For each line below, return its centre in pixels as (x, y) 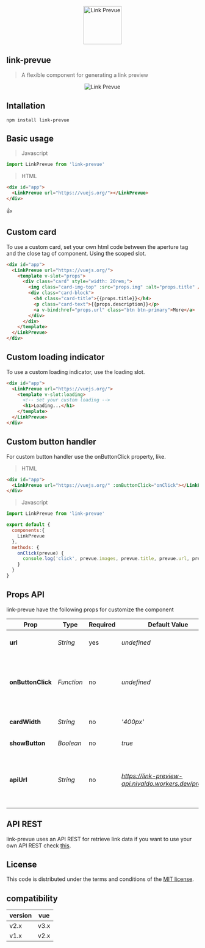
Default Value (168, 624)
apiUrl (18, 780)
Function (70, 682)
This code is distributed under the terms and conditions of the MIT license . (100, 879)
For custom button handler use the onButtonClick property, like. (86, 456)
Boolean (70, 743)
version (21, 916)
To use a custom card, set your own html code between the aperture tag (97, 246)
